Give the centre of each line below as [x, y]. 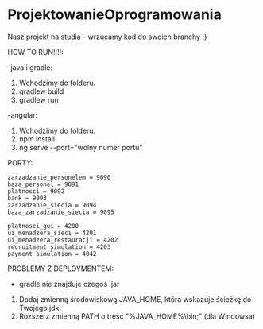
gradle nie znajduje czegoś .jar [69, 284]
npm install [37, 139]
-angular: [22, 115]
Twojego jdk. [40, 308]
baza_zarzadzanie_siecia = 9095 [61, 212]
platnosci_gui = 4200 [43, 226]
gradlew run [39, 99]
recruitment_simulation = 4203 [59, 247]
